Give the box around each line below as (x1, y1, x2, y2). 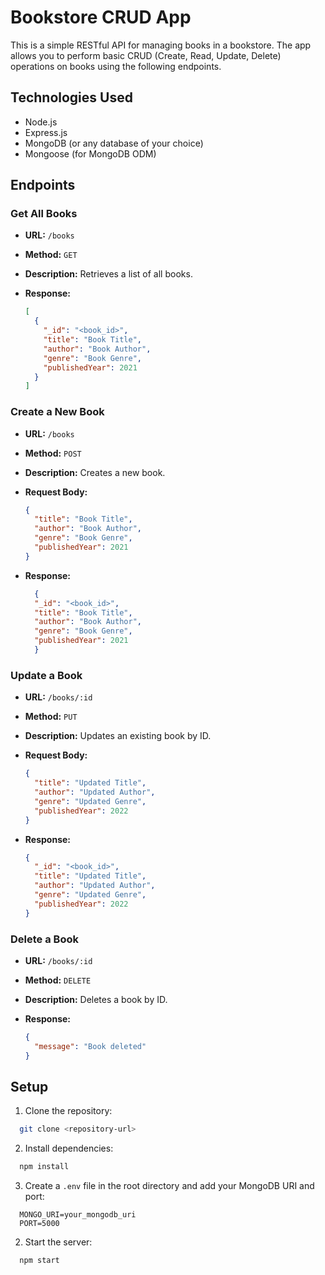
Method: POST (24, 447, 82, 459)
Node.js (24, 116, 58, 128)
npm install (19, 1162, 70, 1172)
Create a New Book (10, 405, 105, 419)
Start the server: (24, 1236, 93, 1248)
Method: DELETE (24, 974, 92, 986)
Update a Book (10, 668, 83, 682)
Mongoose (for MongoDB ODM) (24, 147, 157, 160)
